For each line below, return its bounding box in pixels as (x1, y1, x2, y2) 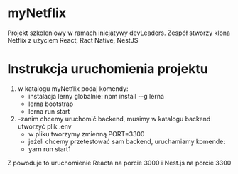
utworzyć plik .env (17, 122, 72, 131)
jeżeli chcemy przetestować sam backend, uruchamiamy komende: (28, 137, 225, 146)
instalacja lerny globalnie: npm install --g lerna (28, 92, 165, 100)
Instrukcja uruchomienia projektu (7, 61, 208, 77)
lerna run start (28, 107, 70, 115)
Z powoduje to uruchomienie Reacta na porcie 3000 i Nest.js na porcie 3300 (7, 158, 232, 167)
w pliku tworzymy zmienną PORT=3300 (28, 129, 145, 138)
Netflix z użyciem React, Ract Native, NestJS (7, 36, 139, 44)
